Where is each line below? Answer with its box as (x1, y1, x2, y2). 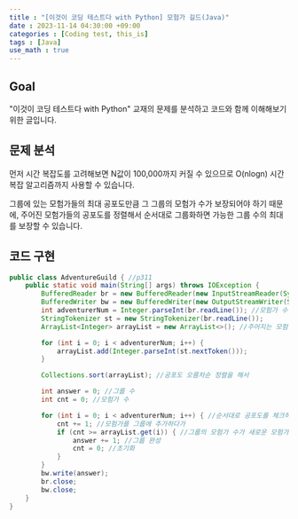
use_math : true (9, 46, 69, 55)
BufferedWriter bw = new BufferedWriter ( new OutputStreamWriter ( (41, 298, 288, 307)
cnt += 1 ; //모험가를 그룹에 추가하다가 (56, 419, 186, 429)
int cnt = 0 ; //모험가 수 (41, 396, 129, 405)
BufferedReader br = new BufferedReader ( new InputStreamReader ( (41, 289, 284, 298)
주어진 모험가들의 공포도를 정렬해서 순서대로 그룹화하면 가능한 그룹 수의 (20, 209, 268, 220)
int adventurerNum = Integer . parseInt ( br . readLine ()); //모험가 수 (41, 306, 288, 315)
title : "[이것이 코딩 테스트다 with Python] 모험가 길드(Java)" (9, 12, 230, 22)
